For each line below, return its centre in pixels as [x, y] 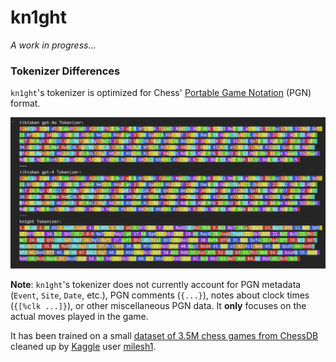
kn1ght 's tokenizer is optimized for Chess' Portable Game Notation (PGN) [161, 93]
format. [25, 103]
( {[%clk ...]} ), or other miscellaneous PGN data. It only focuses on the [158, 305]
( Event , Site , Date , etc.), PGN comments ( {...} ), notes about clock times [160, 295]
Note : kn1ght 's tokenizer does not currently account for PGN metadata [156, 284]
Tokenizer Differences [65, 71]
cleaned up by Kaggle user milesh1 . [83, 346]
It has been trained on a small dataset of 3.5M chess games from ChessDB [164, 335]
